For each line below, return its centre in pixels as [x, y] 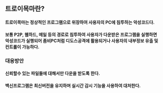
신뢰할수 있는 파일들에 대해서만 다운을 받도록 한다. [52, 73]
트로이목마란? [25, 9]
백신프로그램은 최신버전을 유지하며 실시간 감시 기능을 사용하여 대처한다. [73, 86]
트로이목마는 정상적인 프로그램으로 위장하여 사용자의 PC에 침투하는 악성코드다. [80, 22]
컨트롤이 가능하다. [22, 47]
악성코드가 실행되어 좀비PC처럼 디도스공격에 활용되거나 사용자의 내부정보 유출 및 [82, 40]
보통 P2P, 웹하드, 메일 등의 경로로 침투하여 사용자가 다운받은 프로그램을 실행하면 [81, 34]
